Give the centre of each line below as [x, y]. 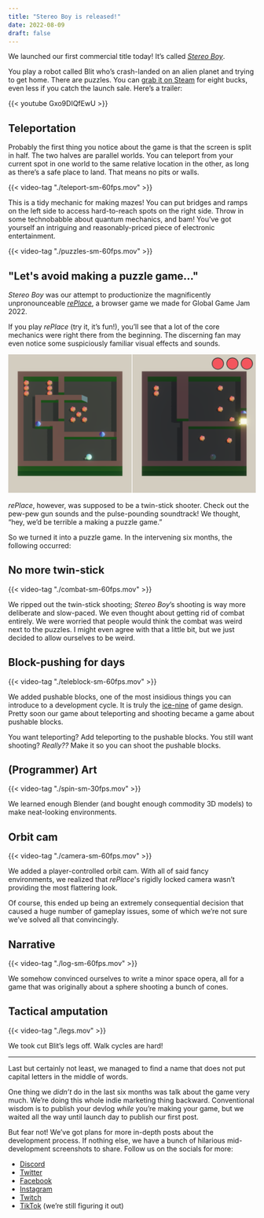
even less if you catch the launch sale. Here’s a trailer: [95, 88]
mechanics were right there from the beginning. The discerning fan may [125, 335]
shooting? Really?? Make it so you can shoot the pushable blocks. [115, 745]
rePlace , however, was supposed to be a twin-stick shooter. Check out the [129, 506]
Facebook [36, 1180]
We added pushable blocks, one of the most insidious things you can [120, 697]
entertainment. [32, 236]
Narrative [32, 944]
